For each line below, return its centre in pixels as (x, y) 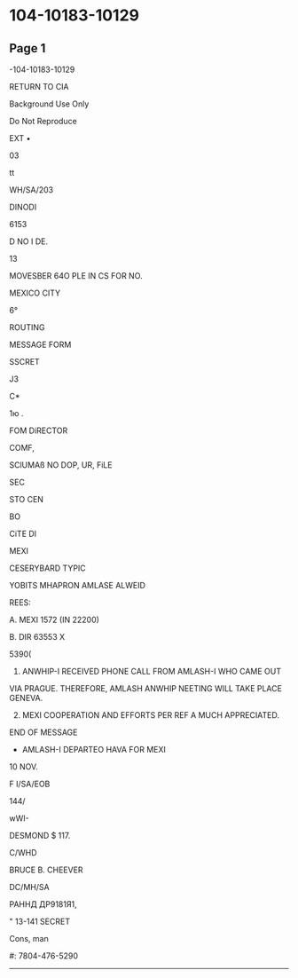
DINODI (23, 207)
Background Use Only (49, 104)
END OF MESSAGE (43, 732)
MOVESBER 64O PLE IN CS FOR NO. (76, 276)
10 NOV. (24, 767)
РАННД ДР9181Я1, (43, 904)
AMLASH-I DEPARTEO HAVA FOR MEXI (94, 749)
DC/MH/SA (30, 887)
